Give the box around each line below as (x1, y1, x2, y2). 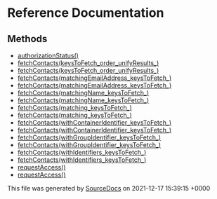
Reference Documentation (7, 5, 164, 21)
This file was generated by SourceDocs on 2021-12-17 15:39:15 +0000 (7, 184, 211, 192)
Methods (7, 33, 48, 45)
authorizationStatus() (17, 51, 79, 60)
